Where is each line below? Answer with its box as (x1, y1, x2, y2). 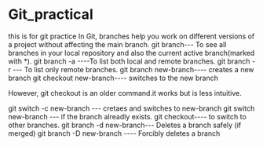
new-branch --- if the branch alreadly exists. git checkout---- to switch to (8, 111, 247, 121)
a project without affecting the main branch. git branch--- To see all (8, 39, 227, 49)
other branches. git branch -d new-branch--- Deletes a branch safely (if (8, 120, 242, 130)
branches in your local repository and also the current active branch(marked (8, 48, 255, 57)
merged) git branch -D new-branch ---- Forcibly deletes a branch (8, 128, 221, 138)
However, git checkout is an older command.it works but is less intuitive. (8, 88, 242, 97)
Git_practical (8, 5, 93, 24)
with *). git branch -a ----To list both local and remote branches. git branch (8, 57, 250, 66)
